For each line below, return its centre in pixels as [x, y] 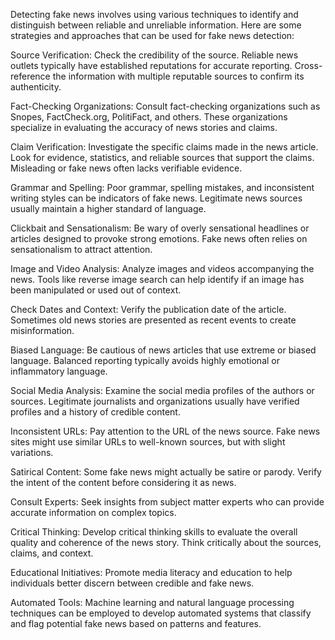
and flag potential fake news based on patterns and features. [136, 623]
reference [30, 76]
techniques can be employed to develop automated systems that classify [161, 613]
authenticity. [36, 87]
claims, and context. [52, 553]
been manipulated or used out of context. [96, 290]
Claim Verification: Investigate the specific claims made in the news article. [164, 147]
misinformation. [42, 330]
